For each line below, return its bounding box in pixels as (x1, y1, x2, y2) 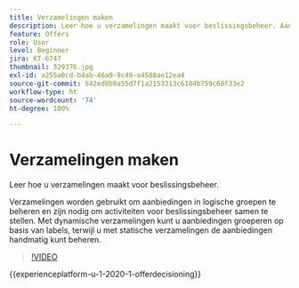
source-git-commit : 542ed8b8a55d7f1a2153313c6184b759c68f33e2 (9, 79, 245, 88)
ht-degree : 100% (9, 104, 69, 113)
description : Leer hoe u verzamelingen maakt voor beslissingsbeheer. (9, 21, 277, 30)
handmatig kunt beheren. (9, 235, 102, 245)
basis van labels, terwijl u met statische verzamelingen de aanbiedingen (9, 225, 273, 236)
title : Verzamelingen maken (9, 12, 114, 22)
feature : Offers (9, 29, 69, 38)
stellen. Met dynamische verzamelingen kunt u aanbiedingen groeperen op (9, 215, 285, 227)
